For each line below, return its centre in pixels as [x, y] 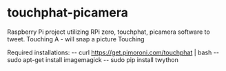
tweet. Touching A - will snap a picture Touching [76, 39]
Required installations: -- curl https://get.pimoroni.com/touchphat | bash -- [113, 52]
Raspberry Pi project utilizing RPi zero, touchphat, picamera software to [109, 32]
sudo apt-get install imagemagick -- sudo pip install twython [93, 59]
